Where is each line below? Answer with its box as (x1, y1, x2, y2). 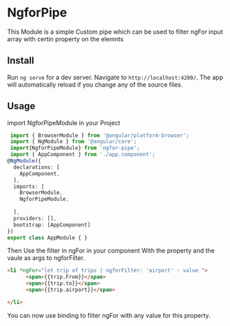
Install (7, 55, 34, 67)
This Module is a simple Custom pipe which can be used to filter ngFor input (7, 28, 224, 36)
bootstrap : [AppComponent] (13, 221, 91, 228)
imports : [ (13, 183, 45, 190)
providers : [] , (13, 215, 57, 221)
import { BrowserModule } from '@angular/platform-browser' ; (10, 132, 189, 139)
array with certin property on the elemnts (7, 34, 124, 43)
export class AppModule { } (7, 234, 88, 241)
